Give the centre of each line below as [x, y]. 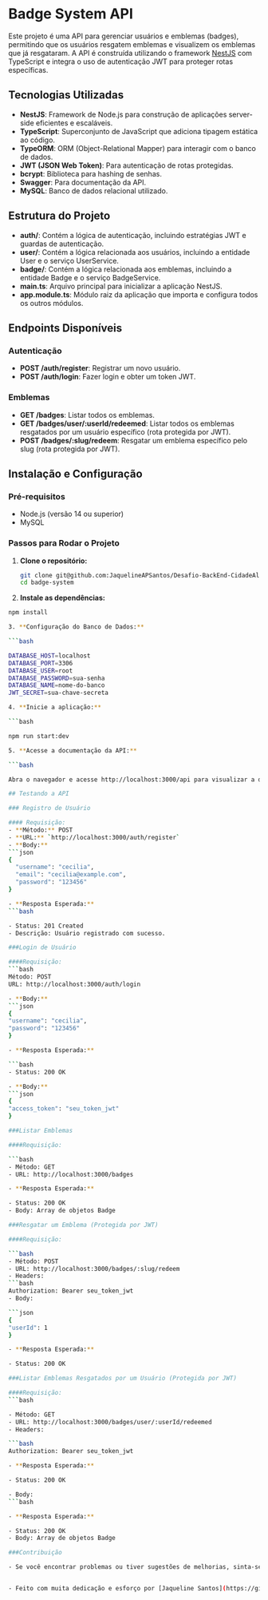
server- [240, 114]
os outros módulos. [51, 303]
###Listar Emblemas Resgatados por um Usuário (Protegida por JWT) [123, 1379]
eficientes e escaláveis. [74, 123]
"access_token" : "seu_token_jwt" [64, 1109]
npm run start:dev [39, 736]
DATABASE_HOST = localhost [49, 656]
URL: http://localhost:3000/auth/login [75, 984]
